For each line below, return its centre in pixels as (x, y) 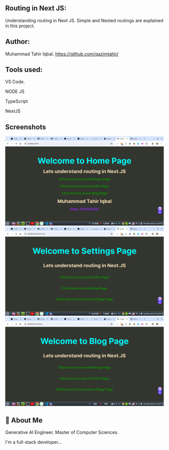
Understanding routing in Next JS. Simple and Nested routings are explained (84, 20)
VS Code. (15, 82)
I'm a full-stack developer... (33, 442)
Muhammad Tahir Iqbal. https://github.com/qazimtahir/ (62, 54)
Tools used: (24, 70)
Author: (18, 42)
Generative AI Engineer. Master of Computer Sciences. (62, 432)
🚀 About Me (24, 420)
